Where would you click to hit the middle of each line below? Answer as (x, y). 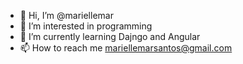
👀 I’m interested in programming (86, 26)
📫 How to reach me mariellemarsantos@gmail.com (126, 48)
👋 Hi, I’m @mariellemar (66, 15)
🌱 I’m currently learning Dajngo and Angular (110, 36)
